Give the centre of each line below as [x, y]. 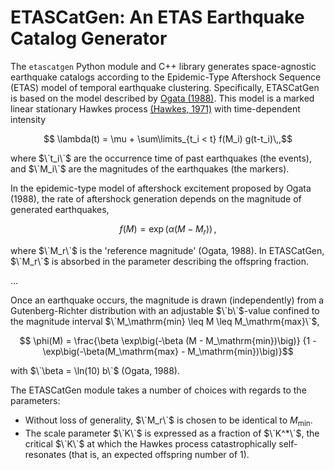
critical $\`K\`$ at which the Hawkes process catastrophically [150, 443]
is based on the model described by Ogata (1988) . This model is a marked [162, 98]
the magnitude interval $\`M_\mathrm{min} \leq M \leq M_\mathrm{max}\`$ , [165, 321]
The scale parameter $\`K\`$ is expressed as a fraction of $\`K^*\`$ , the [172, 433]
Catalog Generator [89, 38]
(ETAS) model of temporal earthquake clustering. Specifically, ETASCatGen [165, 87]
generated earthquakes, [60, 209]
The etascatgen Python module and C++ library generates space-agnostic [163, 66]
